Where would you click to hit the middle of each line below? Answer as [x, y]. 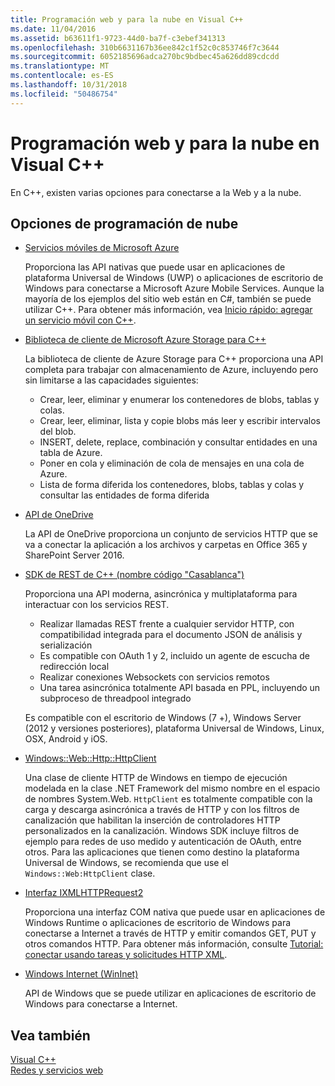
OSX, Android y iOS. [66, 739]
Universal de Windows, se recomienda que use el [126, 863]
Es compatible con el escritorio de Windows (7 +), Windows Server [163, 718]
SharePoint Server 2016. [74, 555]
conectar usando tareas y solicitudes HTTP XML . [126, 955]
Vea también [50, 1035]
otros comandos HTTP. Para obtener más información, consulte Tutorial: [174, 944]
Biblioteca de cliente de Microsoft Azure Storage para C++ [145, 340]
